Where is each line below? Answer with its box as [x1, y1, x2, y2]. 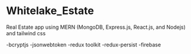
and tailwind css [6, 29, 46, 36]
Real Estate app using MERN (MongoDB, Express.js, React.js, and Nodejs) [6, 23, 186, 31]
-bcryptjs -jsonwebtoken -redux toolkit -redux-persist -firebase [6, 41, 161, 48]
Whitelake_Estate [6, 4, 95, 18]
